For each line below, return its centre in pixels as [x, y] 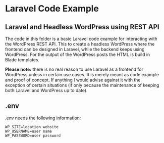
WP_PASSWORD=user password [33, 136]
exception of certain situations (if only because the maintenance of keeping [82, 85]
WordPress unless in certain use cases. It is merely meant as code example [82, 74]
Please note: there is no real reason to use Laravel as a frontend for [74, 69]
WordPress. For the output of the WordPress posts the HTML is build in [78, 54]
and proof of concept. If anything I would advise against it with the [73, 80]
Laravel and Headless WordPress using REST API [82, 27]
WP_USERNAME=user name [28, 131]
